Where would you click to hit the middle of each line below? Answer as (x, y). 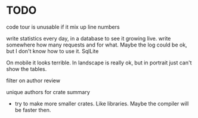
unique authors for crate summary (48, 92)
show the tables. (27, 69)
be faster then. (33, 110)
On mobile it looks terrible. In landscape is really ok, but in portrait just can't (99, 63)
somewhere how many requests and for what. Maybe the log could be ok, (97, 45)
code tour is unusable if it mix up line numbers (63, 27)
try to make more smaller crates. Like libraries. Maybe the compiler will (102, 103)
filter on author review (33, 80)
